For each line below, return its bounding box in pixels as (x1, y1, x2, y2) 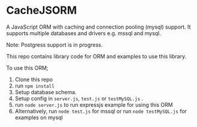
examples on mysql (14, 114, 63, 121)
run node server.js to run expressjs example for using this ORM (14, 101, 173, 108)
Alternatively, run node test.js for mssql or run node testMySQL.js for (14, 107, 187, 114)
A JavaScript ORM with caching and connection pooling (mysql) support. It (6, 23, 191, 30)
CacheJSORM (6, 4, 77, 17)
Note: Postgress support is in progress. (6, 41, 103, 48)
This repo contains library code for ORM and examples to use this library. (6, 52, 187, 60)
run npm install (14, 82, 55, 89)
